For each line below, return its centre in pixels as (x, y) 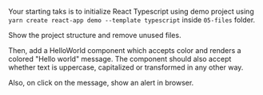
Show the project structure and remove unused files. (95, 35)
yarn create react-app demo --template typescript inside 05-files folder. (132, 20)
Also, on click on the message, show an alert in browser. (101, 83)
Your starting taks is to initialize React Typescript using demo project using (131, 11)
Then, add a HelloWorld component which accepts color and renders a (125, 50)
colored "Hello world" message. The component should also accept (120, 59)
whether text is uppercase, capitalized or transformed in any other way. (126, 67)
